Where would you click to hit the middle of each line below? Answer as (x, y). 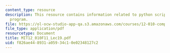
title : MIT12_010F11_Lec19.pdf (38, 38)
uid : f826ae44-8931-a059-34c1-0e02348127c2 (52, 43)
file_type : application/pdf (35, 29)
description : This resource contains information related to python (79, 15)
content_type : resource (30, 10)
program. (19, 19)
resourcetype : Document (30, 33)
